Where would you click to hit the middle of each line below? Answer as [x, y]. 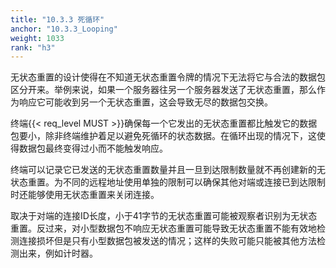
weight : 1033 [37, 38]
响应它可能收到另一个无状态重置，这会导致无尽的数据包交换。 [145, 102]
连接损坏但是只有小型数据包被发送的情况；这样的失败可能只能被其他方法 [167, 241]
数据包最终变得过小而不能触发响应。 [93, 148]
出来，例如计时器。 [58, 253]
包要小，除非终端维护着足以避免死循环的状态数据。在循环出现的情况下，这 [163, 136]
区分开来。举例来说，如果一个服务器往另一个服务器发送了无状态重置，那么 [163, 90]
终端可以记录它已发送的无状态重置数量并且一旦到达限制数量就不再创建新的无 [168, 170]
